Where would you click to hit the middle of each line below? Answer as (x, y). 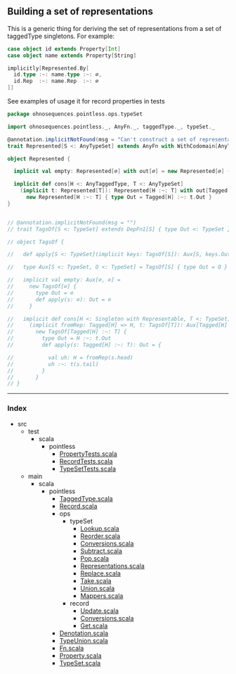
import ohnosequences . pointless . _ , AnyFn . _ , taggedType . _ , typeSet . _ (111, 127)
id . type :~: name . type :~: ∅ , (58, 75)
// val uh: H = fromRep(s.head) (70, 357)
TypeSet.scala (80, 663)
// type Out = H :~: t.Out (59, 338)
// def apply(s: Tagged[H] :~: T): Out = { (84, 345)
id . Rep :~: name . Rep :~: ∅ (56, 81)
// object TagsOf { (36, 242)
